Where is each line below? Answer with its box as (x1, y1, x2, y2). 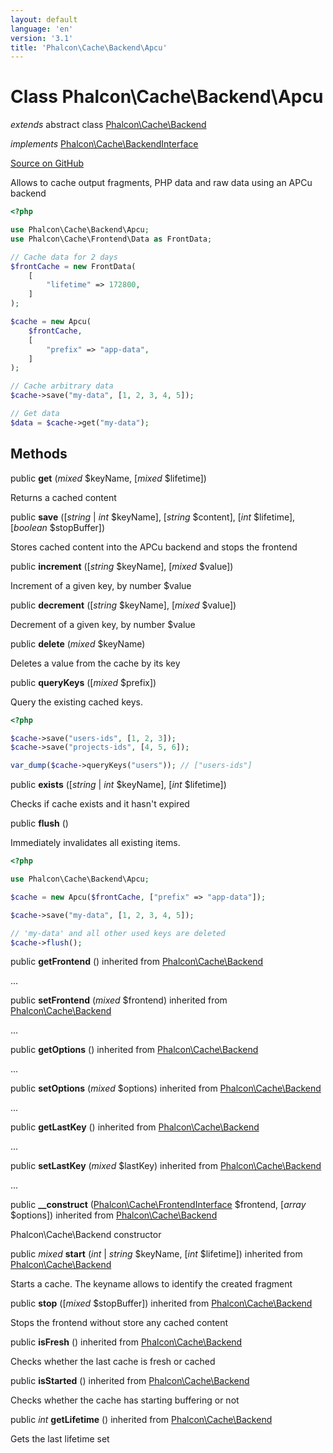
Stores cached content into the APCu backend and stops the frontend (10, 541, 298, 553)
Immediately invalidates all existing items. (10, 837, 181, 849)
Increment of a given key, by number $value (10, 579, 192, 591)
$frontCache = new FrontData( (10, 261, 137, 271)
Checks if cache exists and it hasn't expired (10, 798, 190, 810)
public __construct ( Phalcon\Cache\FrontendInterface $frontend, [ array (10, 1199, 307, 1211)
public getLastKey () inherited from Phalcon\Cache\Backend (10, 1121, 260, 1133)
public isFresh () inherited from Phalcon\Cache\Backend (10, 1336, 243, 1348)
